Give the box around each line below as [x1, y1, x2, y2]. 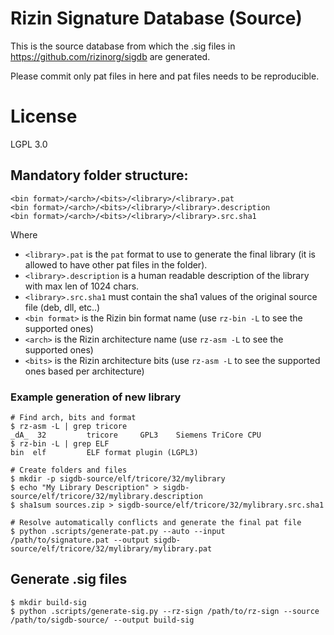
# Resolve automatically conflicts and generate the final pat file [10, 517, 302, 527]
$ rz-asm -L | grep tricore [10, 421, 128, 431]
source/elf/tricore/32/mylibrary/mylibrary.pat [10, 543, 213, 554]
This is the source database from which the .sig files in [10, 40, 236, 52]
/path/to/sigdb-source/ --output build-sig [10, 615, 195, 625]
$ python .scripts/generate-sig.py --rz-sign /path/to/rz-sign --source [10, 606, 320, 616]
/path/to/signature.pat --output [10, 535, 150, 545]
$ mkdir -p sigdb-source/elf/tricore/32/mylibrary [10, 473, 226, 484]
